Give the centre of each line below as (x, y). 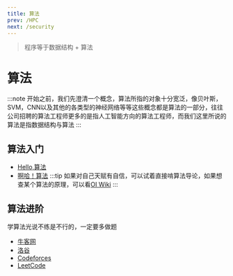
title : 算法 (23, 14)
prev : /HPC (23, 20)
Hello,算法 (32, 167)
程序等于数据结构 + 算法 (58, 47)
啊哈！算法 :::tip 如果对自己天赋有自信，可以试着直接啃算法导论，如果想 (120, 176)
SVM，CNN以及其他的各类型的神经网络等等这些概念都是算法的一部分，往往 (115, 107)
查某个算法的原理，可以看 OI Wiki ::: (67, 185)
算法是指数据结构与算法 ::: (45, 125)
